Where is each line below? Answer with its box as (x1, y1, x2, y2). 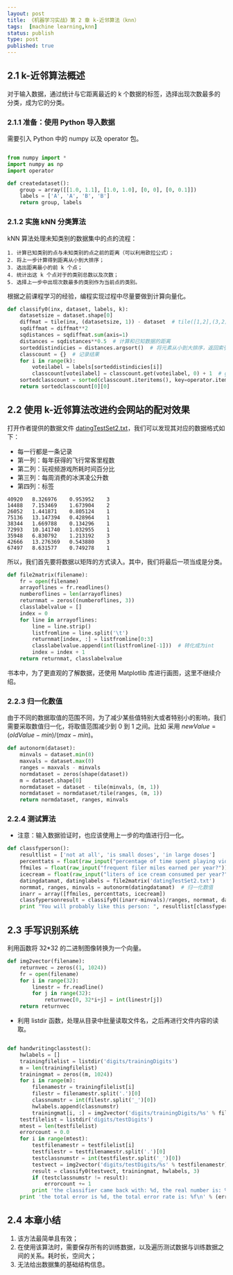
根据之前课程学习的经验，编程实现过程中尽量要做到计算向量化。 (7, 292, 189, 300)
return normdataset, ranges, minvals (19, 797, 129, 803)
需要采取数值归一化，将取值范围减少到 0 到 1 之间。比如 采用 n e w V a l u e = (7, 722, 216, 731)
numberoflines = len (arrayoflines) (19, 591, 123, 598)
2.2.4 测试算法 (7, 814, 56, 824)
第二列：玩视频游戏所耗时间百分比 (17, 465, 115, 473)
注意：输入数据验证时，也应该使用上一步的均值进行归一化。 (17, 831, 188, 840)
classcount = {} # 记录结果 (19, 351, 100, 358)
